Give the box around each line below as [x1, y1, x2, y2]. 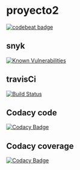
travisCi [6, 74, 37, 85]
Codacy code [6, 108, 57, 118]
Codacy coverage [6, 141, 74, 151]
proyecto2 [6, 4, 59, 17]
